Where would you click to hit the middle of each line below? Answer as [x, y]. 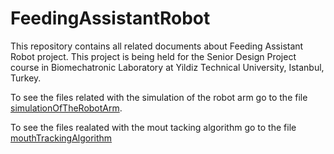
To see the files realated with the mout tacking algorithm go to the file [153, 127]
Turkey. [26, 78]
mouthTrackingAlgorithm [61, 138]
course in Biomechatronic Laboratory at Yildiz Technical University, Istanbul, [167, 67]
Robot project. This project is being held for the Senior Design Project [153, 56]
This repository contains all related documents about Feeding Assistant [157, 46]
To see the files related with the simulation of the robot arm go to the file [159, 97]
